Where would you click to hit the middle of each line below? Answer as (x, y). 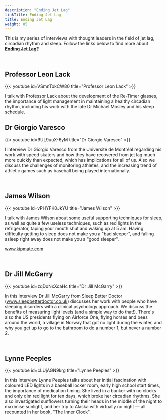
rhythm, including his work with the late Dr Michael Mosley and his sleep (80, 107)
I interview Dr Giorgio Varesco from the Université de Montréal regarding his (83, 149)
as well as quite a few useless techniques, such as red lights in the (73, 223)
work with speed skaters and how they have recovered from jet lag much (80, 154)
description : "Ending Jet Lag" (38, 10)
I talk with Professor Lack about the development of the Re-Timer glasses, (81, 96)
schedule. (15, 112)
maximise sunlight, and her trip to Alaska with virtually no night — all (75, 407)
